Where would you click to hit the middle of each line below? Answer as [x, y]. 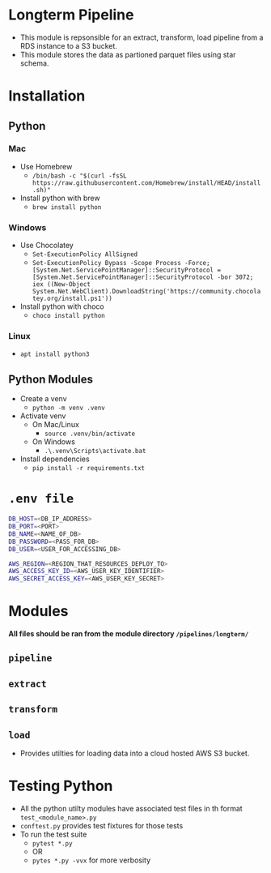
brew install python [67, 207]
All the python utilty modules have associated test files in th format [131, 809]
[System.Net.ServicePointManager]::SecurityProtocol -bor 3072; [143, 277]
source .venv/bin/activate [90, 434]
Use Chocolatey [47, 246]
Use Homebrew [46, 166]
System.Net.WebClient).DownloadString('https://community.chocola [146, 292]
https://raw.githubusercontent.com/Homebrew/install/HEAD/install [146, 183]
